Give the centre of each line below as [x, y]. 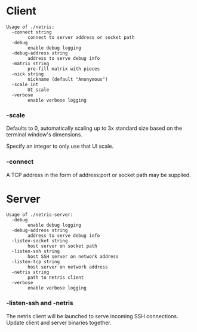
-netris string [30, 272]
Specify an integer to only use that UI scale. [60, 146]
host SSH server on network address [73, 257]
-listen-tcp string [36, 262]
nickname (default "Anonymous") [68, 79]
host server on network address [68, 267]
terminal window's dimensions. [44, 135]
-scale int [25, 84]
